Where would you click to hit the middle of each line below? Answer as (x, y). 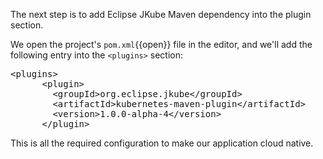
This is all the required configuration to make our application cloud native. (162, 143)
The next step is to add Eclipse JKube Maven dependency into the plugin (161, 14)
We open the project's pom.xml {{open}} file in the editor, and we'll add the (161, 44)
